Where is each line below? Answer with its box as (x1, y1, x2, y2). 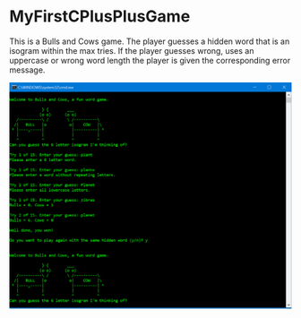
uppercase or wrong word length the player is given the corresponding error (9, 55, 291, 65)
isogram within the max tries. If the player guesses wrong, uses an (9, 45, 254, 56)
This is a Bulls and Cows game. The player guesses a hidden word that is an (9, 36, 290, 47)
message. (9, 64, 46, 75)
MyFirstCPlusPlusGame (9, 6, 191, 27)
